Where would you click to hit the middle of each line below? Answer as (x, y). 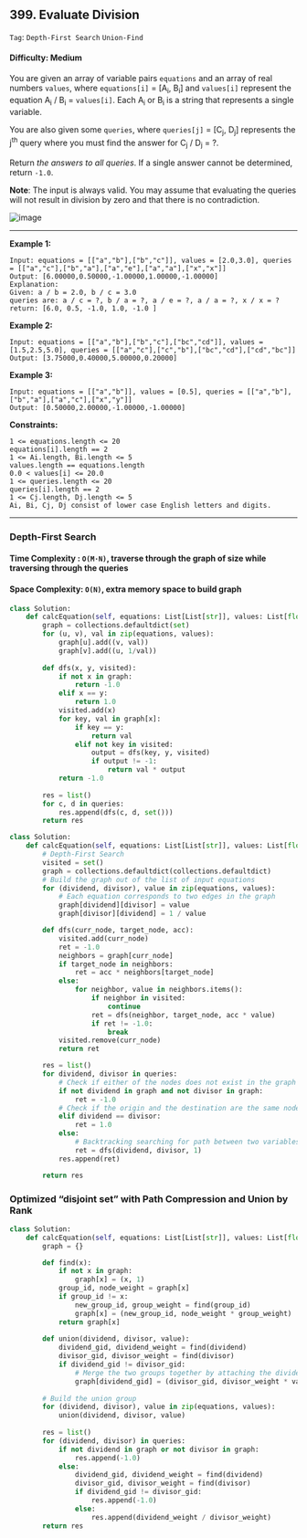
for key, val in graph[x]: (110, 719)
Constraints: (34, 425)
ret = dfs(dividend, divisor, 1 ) (138, 1150)
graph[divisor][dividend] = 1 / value (132, 914)
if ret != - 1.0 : (122, 1023)
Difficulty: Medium (46, 58)
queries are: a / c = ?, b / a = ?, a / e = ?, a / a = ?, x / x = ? (145, 300)
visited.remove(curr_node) (110, 1040)
